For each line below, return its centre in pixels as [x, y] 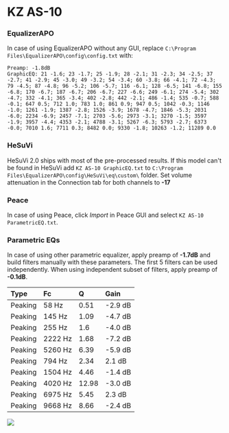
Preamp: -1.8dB [29, 68]
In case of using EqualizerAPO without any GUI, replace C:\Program [102, 48]
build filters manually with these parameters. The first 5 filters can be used [112, 262]
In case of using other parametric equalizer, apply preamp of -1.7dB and [109, 255]
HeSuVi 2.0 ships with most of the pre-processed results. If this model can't [114, 160]
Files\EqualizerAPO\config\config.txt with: [70, 56]
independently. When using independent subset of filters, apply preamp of [112, 270]
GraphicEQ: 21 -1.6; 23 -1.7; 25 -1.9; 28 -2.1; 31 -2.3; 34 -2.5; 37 [110, 74]
